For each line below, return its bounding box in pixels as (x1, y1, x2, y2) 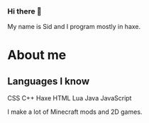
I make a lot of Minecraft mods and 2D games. (7, 107, 143, 116)
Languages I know (7, 75, 90, 87)
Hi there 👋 (7, 6, 43, 16)
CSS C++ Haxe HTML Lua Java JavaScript (7, 94, 132, 102)
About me (7, 47, 67, 63)
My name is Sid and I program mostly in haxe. (7, 23, 141, 31)
